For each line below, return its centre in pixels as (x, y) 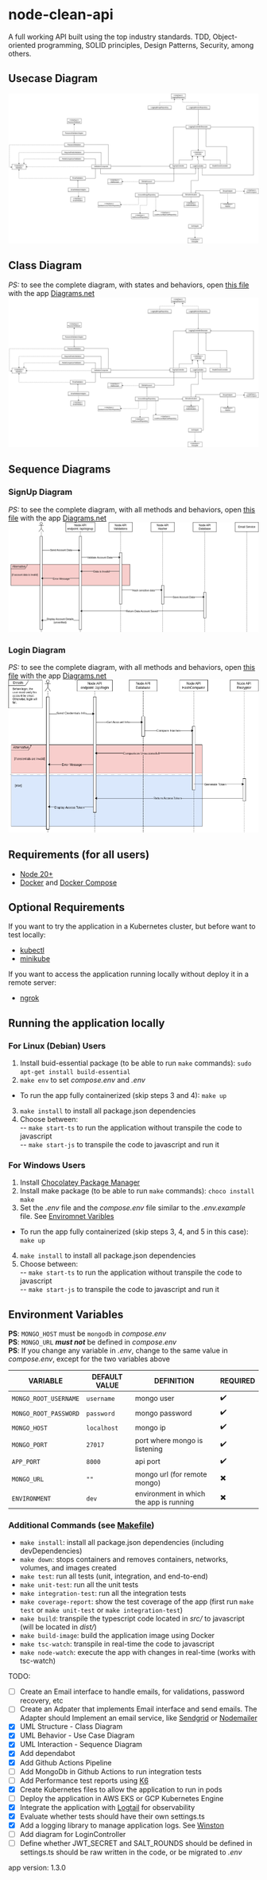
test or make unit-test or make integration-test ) (101, 1610)
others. (20, 53)
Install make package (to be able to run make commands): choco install (137, 1191)
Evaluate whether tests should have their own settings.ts (112, 1816)
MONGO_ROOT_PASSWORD (46, 1414)
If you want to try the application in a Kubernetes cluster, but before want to (132, 926)
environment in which (170, 1494)
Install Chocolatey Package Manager (80, 1182)
